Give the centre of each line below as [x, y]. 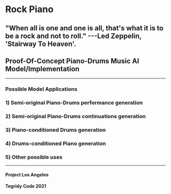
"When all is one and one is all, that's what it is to [84, 28]
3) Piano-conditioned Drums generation [55, 130]
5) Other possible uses [34, 157]
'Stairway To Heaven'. [41, 44]
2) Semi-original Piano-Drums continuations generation [76, 117]
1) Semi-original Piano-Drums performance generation [74, 103]
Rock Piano [30, 9]
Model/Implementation [42, 69]
